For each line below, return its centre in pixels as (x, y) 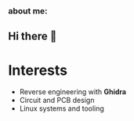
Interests (38, 70)
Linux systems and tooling (62, 108)
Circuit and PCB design (57, 101)
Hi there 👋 (33, 37)
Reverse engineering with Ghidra (73, 92)
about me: (28, 11)
